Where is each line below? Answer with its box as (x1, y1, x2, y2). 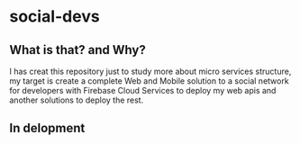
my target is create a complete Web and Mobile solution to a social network (9, 76, 290, 86)
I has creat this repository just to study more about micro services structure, (9, 66, 292, 76)
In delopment (9, 121, 86, 136)
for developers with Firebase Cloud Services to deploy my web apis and (9, 85, 277, 95)
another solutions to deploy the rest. (9, 94, 144, 105)
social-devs (9, 6, 101, 27)
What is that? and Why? (9, 42, 146, 58)
